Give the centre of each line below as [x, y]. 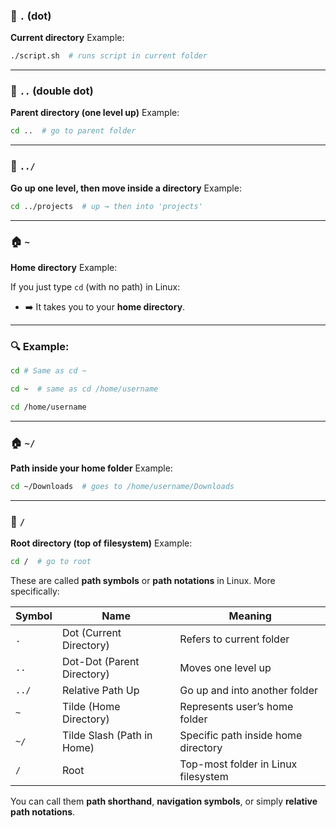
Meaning [250, 616]
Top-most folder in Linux [238, 764]
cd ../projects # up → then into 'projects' [106, 206]
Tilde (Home [91, 707]
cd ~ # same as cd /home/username [84, 389]
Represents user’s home [236, 707]
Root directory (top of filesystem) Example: [101, 543]
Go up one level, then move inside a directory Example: [126, 188]
